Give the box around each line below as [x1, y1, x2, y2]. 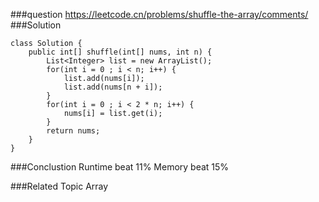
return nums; [46, 126, 101, 136]
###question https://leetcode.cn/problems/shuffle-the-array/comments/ [10, 9, 309, 20]
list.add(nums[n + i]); [63, 82, 163, 92]
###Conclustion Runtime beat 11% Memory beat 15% [10, 161, 230, 173]
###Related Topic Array [10, 180, 109, 192]
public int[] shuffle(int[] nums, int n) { [28, 47, 213, 57]
